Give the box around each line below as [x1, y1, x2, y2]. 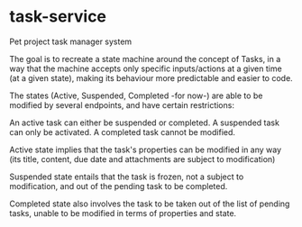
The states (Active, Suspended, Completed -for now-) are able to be [9, 90, 263, 101]
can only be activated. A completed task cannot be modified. [9, 126, 236, 137]
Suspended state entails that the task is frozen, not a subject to [9, 171, 244, 182]
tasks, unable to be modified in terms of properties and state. [9, 207, 237, 218]
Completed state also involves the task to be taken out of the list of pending [9, 198, 290, 209]
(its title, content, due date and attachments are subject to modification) [9, 153, 276, 164]
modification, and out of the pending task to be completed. [9, 180, 228, 191]
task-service [9, 6, 106, 27]
